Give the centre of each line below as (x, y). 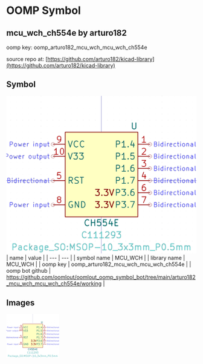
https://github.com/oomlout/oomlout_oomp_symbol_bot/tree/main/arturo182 (101, 277)
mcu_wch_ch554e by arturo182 (66, 33)
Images (21, 303)
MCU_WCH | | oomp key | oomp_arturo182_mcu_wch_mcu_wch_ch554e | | (99, 264)
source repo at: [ (27, 59)
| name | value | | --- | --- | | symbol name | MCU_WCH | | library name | (96, 258)
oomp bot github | (29, 271)
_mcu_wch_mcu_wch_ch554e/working (54, 284)
